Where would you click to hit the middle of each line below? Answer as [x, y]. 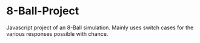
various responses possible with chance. [57, 33]
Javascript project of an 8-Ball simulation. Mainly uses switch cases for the [100, 27]
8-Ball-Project [43, 11]
